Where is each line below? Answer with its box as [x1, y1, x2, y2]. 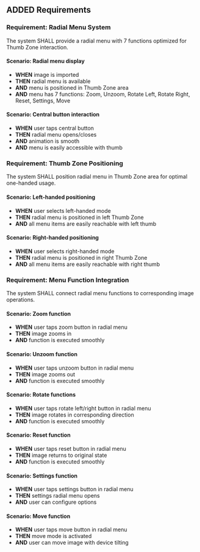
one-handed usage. [6, 179, 56, 187]
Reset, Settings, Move [15, 97, 71, 104]
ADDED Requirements [6, 5, 91, 15]
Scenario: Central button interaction [6, 111, 100, 118]
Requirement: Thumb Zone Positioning [6, 159, 124, 168]
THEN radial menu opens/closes [15, 131, 97, 138]
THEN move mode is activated [15, 532, 92, 540]
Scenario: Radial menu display [6, 57, 85, 65]
